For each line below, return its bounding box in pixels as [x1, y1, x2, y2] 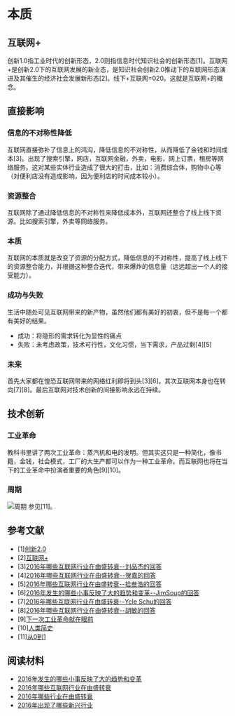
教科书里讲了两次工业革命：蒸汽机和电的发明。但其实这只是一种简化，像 [7, 448, 215, 456]
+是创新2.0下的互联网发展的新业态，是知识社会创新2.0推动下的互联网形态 [7, 65, 220, 74]
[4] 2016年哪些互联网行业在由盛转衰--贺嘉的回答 [17, 571, 156, 579]
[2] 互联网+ [17, 553, 49, 562]
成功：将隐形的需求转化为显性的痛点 [17, 331, 122, 340]
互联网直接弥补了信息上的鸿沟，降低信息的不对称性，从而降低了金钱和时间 [7, 145, 222, 154]
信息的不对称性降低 [7, 128, 72, 138]
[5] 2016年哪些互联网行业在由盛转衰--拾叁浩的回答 [17, 580, 162, 588]
